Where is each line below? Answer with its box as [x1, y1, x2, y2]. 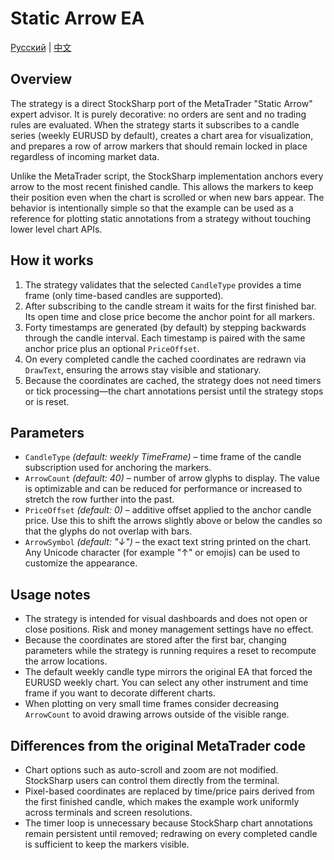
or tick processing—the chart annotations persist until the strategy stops [24, 385, 324, 397]
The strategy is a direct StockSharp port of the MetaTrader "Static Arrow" [10, 97, 313, 109]
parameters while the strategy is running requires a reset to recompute [24, 645, 317, 657]
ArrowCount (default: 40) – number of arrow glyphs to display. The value [24, 472, 320, 484]
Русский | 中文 [10, 41, 72, 53]
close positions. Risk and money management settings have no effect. [24, 623, 314, 636]
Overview [10, 71, 73, 88]
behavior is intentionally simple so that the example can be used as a [10, 202, 294, 214]
